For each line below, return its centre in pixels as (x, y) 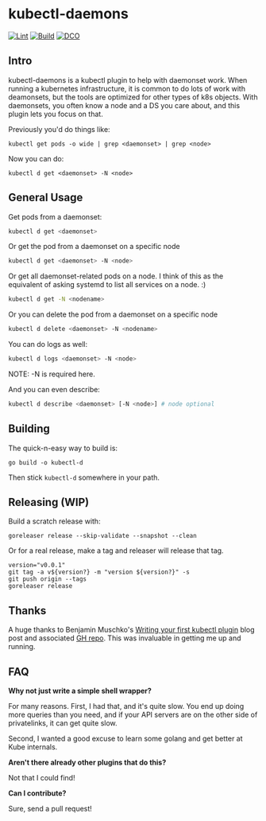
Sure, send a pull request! (50, 809)
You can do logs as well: (48, 344)
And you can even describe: (54, 389)
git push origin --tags (48, 579)
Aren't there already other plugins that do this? (87, 763)
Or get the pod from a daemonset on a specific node (94, 247)
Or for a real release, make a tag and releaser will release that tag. (116, 551)
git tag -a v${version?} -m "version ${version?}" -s (99, 572)
